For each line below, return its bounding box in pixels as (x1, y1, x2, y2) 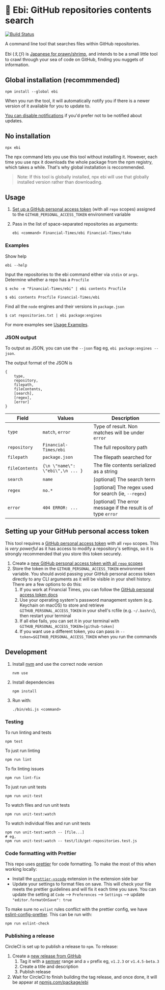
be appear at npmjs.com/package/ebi (12, 979, 88, 985)
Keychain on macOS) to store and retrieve (19, 602, 105, 608)
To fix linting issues (5, 766, 44, 772)
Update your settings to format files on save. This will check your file (12, 881, 151, 887)
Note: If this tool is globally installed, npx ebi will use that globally (17, 173, 149, 179)
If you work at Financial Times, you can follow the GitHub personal (19, 586, 154, 592)
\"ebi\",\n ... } (42, 468, 83, 474)
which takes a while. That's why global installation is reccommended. (5, 164, 145, 170)
